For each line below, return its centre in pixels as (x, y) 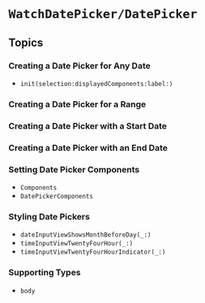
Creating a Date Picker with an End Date (88, 147)
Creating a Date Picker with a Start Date (88, 126)
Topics (26, 43)
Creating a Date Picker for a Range (77, 104)
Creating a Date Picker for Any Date (80, 66)
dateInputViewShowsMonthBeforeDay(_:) (85, 235)
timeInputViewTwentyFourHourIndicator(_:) (93, 252)
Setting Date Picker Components (74, 169)
